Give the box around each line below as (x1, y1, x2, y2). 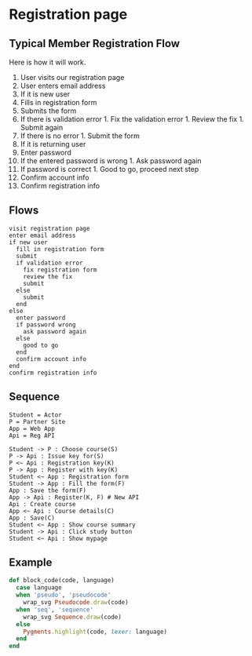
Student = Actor (9, 410, 62, 419)
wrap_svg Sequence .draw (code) (23, 613, 122, 621)
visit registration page (9, 224, 90, 232)
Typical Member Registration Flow (9, 37, 180, 50)
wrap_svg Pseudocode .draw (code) (23, 599, 129, 607)
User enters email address (20, 81, 106, 90)
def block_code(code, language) (9, 577, 115, 585)
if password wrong (16, 320, 77, 329)
